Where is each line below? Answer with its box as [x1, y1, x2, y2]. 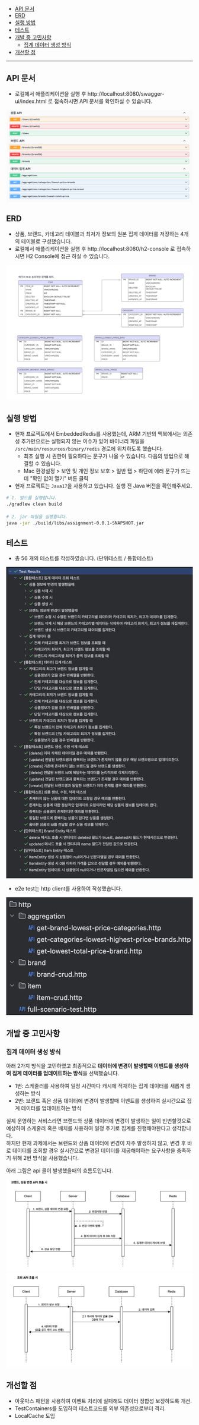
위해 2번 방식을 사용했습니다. [12, 1155, 79, 1162]
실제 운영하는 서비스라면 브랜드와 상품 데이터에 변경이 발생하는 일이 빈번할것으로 [6, 1117, 191, 1125]
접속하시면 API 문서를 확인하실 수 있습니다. [54, 97, 153, 105]
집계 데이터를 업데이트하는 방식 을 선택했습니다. [12, 1069, 120, 1077]
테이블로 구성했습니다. [21, 237, 72, 245]
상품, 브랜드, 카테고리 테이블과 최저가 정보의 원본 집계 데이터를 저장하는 [14, 230, 179, 237]
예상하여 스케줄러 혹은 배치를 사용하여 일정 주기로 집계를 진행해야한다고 [6, 1125, 171, 1132]
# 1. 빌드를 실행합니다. [6, 495, 57, 501]
